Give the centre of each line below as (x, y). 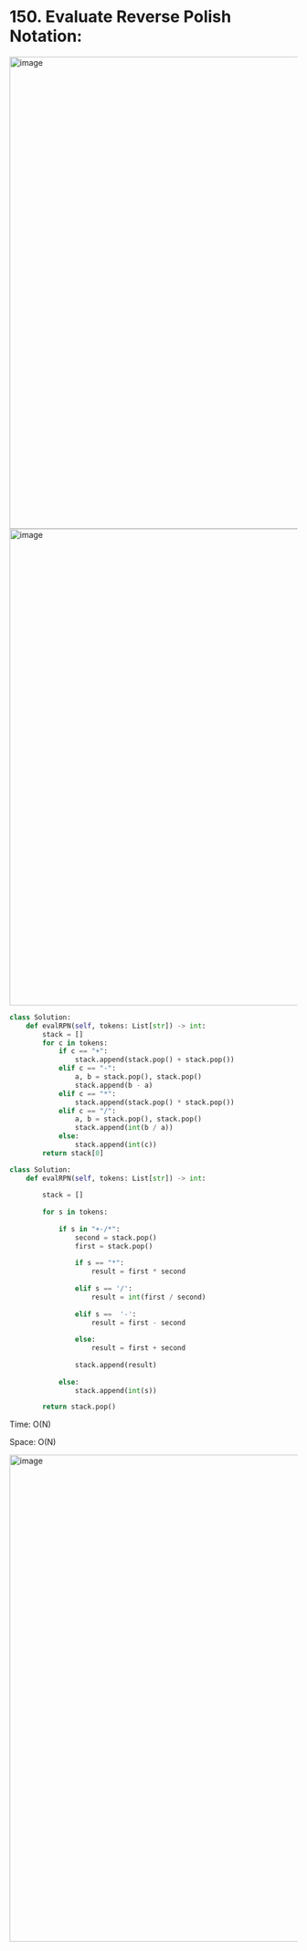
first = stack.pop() (114, 1246)
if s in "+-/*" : (89, 1229)
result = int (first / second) (148, 1297)
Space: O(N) (33, 1442)
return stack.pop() (79, 1407)
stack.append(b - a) (114, 1085)
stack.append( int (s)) (116, 1390)
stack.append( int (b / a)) (124, 1128)
